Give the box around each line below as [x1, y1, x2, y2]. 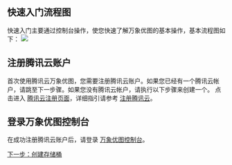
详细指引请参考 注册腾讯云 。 [75, 94, 157, 102]
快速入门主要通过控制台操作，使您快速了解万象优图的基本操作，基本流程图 [7, 26, 220, 35]
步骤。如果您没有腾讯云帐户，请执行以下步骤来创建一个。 [49, 85, 213, 93]
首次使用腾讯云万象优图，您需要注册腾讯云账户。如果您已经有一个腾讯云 [7, 77, 213, 85]
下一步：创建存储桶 [7, 151, 62, 159]
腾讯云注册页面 [26, 94, 70, 102]
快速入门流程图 [7, 6, 71, 19]
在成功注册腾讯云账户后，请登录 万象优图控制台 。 [7, 135, 149, 144]
